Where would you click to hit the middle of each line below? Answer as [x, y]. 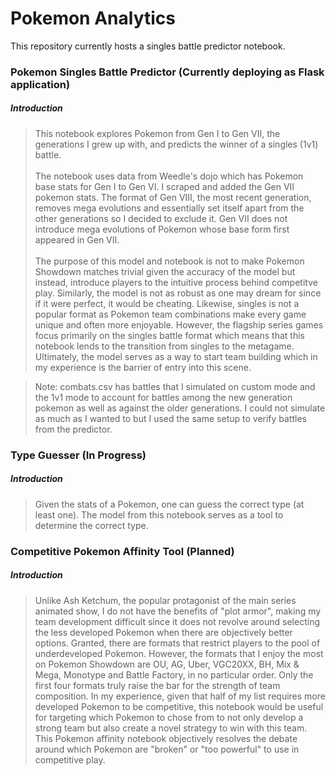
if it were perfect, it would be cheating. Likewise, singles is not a [167, 303]
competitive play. [70, 759]
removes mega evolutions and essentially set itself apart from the [169, 208]
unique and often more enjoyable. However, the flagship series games [179, 324]
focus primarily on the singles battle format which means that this [169, 335]
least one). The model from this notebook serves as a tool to [159, 514]
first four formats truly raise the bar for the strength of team [157, 685]
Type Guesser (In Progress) [78, 455]
